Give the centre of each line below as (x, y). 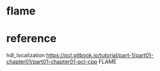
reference (31, 39)
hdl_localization (26, 55)
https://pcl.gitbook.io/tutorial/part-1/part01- (100, 55)
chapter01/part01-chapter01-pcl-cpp (52, 62)
